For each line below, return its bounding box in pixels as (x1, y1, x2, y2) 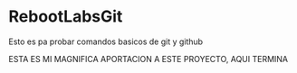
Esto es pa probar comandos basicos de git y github (8, 36, 204, 47)
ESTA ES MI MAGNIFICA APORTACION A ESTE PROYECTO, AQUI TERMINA (8, 53, 289, 64)
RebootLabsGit (8, 6, 123, 27)
